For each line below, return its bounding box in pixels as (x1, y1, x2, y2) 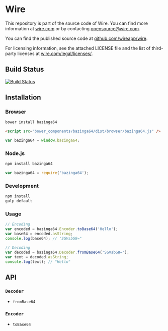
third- (151, 45, 163, 51)
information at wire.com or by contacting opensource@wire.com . (5, 25, 140, 31)
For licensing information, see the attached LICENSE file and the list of (5, 45, 151, 51)
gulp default (5, 198, 33, 204)
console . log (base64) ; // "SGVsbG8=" (5, 236, 82, 241)
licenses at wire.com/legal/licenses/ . (17, 50, 93, 57)
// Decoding (5, 245, 30, 250)
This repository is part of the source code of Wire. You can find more (5, 20, 148, 26)
